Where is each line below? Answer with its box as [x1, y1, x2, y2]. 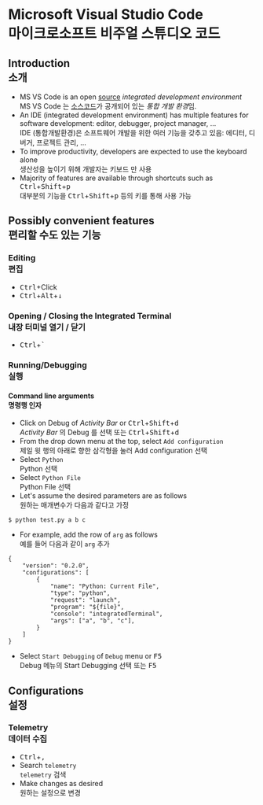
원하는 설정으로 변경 [19, 788, 81, 797]
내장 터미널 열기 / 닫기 [8, 321, 86, 332]
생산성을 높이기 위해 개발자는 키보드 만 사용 [19, 164, 152, 174]
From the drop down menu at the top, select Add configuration [19, 437, 224, 446]
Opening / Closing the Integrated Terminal [8, 310, 172, 321]
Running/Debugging [8, 360, 88, 371]
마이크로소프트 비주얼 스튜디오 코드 [8, 25, 221, 42]
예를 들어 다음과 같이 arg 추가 [19, 539, 110, 548]
